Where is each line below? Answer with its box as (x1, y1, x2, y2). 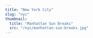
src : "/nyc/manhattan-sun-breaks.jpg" (9, 26, 89, 31)
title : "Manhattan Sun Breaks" (9, 21, 73, 26)
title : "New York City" (5, 7, 54, 12)
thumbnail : (5, 16, 27, 21)
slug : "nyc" (5, 12, 29, 17)
